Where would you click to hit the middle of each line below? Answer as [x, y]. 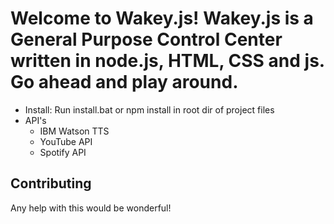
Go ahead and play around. [124, 82]
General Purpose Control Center [146, 39]
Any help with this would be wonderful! [91, 208]
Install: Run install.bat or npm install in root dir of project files [149, 109]
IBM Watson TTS [74, 131]
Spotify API [63, 152]
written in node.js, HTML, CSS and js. [167, 61]
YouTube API [66, 141]
